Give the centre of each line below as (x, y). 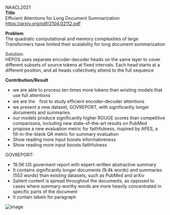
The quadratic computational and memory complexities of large (72, 39)
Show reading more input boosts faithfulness (60, 145)
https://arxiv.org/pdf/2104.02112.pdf (43, 23)
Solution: (15, 54)
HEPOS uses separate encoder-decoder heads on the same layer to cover (83, 59)
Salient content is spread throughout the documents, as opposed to (83, 181)
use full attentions (32, 95)
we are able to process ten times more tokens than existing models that (88, 90)
